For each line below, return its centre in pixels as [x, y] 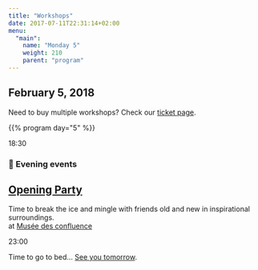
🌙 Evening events [43, 163]
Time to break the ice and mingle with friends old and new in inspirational [129, 209]
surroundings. [31, 218]
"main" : [28, 38]
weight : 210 [42, 53]
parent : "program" [53, 61]
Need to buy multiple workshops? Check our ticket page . [102, 112]
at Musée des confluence [50, 226]
